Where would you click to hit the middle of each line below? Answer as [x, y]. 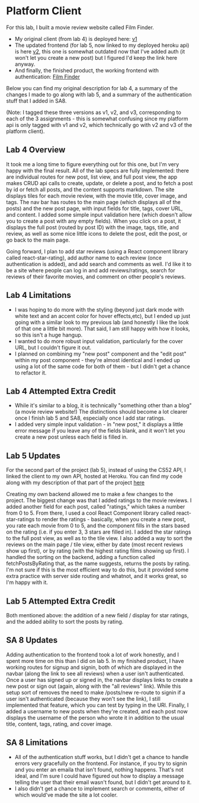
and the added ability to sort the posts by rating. [65, 622]
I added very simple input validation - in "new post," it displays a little [99, 424]
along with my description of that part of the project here [76, 483]
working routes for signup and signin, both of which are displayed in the [94, 667]
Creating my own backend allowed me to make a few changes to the [90, 494]
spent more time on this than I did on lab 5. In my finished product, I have [95, 661]
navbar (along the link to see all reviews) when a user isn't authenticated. [95, 673]
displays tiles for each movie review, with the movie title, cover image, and [97, 196]
